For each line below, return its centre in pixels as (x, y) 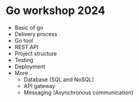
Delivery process (36, 34)
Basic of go (29, 27)
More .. (23, 73)
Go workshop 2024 (55, 11)
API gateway (39, 86)
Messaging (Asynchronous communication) (78, 92)
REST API (27, 47)
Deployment (30, 66)
